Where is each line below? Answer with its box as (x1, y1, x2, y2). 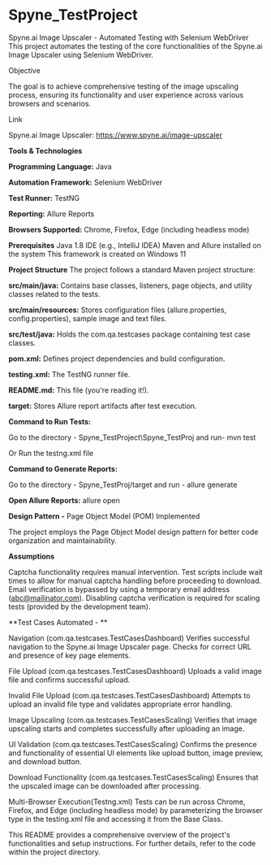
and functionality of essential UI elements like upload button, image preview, (8, 748, 264, 758)
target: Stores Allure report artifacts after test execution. (8, 401, 197, 411)
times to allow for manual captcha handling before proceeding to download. (8, 576, 262, 585)
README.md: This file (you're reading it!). (8, 385, 149, 395)
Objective (8, 65, 41, 75)
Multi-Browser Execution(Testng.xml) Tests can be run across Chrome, (8, 797, 246, 806)
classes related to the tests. (8, 289, 101, 298)
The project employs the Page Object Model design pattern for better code (8, 527, 259, 537)
